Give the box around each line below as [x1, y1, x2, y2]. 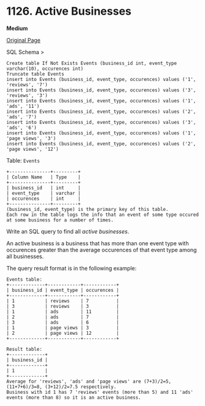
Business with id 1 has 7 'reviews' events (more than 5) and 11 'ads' [6, 389, 193, 395]
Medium [6, 25, 28, 32]
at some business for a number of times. [6, 216, 114, 223]
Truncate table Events [6, 71, 64, 77]
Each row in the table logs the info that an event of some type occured [6, 212, 199, 218]
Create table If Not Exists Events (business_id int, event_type [6, 60, 177, 66]
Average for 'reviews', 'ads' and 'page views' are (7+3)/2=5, [6, 378, 172, 385]
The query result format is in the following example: [6, 264, 137, 272]
